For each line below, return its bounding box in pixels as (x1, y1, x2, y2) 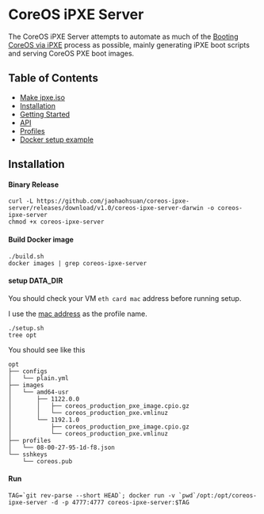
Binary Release (8, 180, 59, 189)
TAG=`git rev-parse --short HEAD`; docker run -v (8, 491, 176, 500)
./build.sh (8, 252, 44, 261)
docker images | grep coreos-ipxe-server (8, 259, 147, 267)
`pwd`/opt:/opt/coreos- (178, 491, 258, 500)
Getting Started (19, 109, 70, 119)
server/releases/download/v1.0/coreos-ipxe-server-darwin (8, 204, 204, 212)
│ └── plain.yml (8, 374, 69, 382)
